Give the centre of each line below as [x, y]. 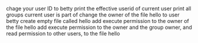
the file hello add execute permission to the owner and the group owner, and [99, 27]
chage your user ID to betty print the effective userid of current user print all [99, 9]
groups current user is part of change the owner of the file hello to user [93, 15]
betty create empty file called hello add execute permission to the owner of [98, 21]
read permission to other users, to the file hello [63, 34]
